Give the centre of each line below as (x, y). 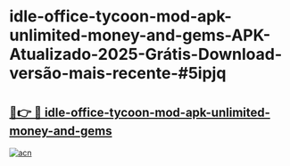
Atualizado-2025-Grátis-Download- (146, 54)
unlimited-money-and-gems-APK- (140, 35)
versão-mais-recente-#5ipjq (118, 74)
